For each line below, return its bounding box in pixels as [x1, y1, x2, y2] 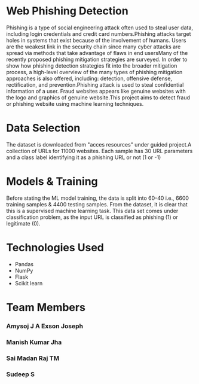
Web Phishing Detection [6, 4, 128, 18]
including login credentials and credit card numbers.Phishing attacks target [6, 30, 191, 37]
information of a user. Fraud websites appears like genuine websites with [6, 87, 186, 95]
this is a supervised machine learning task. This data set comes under [6, 207, 179, 214]
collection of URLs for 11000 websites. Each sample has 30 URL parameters [6, 147, 193, 154]
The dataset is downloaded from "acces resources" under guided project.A [6, 141, 192, 148]
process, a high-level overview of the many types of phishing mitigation [6, 68, 183, 75]
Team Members [6, 300, 85, 314]
